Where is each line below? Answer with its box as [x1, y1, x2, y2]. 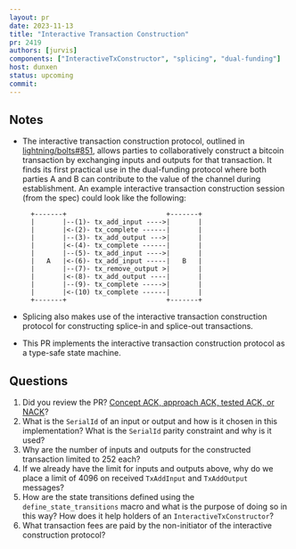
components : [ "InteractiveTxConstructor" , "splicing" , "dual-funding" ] [9, 54, 281, 63]
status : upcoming [9, 71, 74, 80]
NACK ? [21, 406, 49, 417]
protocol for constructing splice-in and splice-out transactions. [21, 321, 254, 332]
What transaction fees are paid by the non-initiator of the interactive [21, 520, 272, 531]
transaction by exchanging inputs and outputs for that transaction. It [21, 155, 272, 166]
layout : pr [9, 12, 50, 22]
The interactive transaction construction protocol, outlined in [21, 135, 245, 147]
